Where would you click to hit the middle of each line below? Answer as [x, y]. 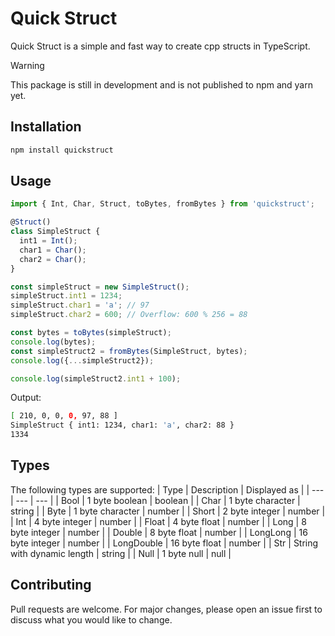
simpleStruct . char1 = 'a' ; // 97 [80, 305]
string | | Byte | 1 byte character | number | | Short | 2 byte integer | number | [168, 511]
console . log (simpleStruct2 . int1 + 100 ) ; [96, 378]
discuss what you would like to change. [91, 619]
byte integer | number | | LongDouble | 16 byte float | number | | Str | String [164, 543]
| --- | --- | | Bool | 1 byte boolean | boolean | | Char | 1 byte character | [155, 500]
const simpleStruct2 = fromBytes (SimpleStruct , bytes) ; [129, 351]
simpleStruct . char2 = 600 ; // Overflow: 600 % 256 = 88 [129, 315]
